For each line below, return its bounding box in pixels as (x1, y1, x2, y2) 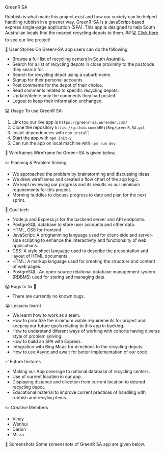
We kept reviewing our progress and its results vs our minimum (12, 182, 140, 187)
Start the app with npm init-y (12, 135, 72, 141)
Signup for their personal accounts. (12, 77, 84, 83)
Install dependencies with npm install (12, 130, 90, 135)
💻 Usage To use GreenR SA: (5, 108, 63, 113)
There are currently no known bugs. (12, 293, 85, 299)
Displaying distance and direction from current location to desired (12, 379, 145, 384)
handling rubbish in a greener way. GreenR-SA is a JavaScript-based (5, 19, 145, 25)
